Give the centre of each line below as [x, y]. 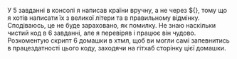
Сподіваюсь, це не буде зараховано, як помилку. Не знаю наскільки [112, 25]
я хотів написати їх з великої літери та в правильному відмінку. [104, 18]
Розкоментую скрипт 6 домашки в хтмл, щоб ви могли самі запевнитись [118, 41]
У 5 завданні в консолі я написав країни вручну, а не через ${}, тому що [117, 10]
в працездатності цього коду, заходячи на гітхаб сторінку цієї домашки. [117, 48]
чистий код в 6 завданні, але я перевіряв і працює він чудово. [102, 33]
